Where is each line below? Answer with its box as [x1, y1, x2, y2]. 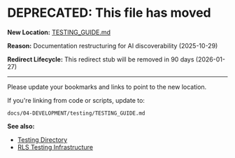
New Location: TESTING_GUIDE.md [7, 28, 111, 36]
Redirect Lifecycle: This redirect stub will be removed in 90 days [7, 55, 194, 64]
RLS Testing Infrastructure [17, 143, 93, 151]
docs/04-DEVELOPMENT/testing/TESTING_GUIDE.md [7, 110, 145, 117]
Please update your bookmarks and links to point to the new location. [7, 82, 207, 91]
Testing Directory [17, 135, 68, 144]
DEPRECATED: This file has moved [7, 5, 211, 21]
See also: [7, 122, 35, 130]
